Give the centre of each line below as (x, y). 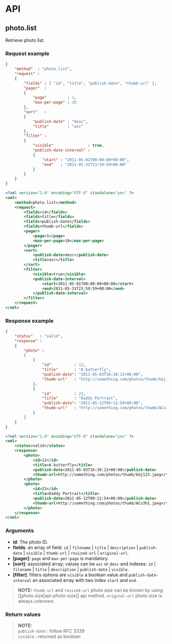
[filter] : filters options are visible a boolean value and (70, 575)
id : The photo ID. (30, 542)
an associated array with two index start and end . (85, 580)
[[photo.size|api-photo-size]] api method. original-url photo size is (90, 595)
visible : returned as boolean (49, 636)
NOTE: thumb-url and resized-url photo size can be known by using (90, 590)
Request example (27, 53)
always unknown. (36, 601)
